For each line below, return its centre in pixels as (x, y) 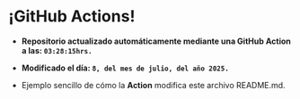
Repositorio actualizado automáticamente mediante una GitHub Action (156, 41)
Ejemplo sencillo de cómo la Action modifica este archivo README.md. (153, 85)
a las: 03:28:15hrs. (57, 50)
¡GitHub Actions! (72, 16)
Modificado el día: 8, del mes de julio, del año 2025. (125, 68)
